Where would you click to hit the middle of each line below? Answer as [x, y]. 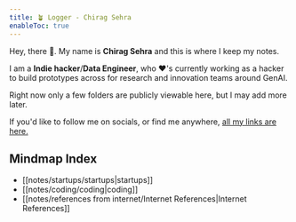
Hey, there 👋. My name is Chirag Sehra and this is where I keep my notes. [144, 51]
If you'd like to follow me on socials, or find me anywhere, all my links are [143, 122]
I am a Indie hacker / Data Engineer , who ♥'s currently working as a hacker [147, 68]
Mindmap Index [53, 159]
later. [19, 104]
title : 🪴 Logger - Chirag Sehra [70, 17]
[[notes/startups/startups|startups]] [88, 180]
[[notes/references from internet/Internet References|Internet [134, 199]
